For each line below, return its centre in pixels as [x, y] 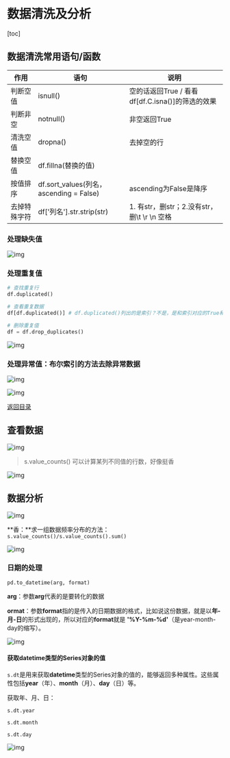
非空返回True [150, 119]
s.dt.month [23, 723]
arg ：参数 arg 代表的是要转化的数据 [56, 596]
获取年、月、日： [31, 698]
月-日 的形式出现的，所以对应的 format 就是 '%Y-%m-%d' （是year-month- [112, 619]
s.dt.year [21, 711]
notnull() [52, 118]
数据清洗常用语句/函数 [54, 56]
